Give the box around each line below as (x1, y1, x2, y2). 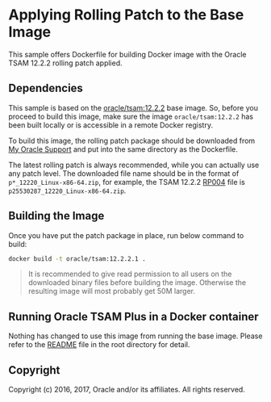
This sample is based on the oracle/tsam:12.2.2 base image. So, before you (8, 103, 258, 112)
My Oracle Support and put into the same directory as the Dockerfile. (8, 144, 238, 154)
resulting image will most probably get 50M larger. (27, 287, 196, 296)
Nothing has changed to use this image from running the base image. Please (8, 331, 263, 341)
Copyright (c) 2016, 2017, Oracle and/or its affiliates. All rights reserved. (8, 385, 246, 395)
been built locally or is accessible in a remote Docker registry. (8, 119, 214, 130)
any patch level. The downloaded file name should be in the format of (8, 168, 240, 178)
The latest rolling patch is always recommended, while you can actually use (8, 160, 260, 170)
